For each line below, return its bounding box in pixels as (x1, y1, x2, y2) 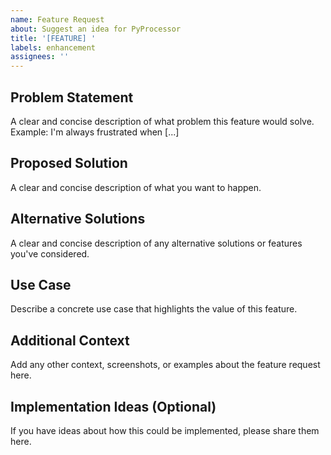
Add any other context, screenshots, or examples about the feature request (10, 359, 321, 371)
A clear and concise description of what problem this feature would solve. (10, 115, 315, 127)
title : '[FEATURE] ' (10, 33, 97, 43)
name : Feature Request (10, 14, 105, 25)
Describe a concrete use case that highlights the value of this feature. (10, 303, 298, 315)
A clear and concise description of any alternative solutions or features (10, 237, 303, 249)
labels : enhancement (10, 42, 97, 53)
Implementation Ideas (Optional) (10, 398, 217, 415)
